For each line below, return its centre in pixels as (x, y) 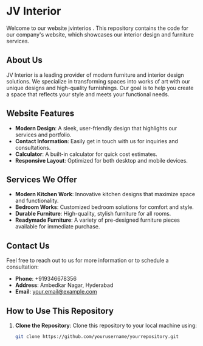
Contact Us (28, 246)
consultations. (33, 147)
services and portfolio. (43, 135)
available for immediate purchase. (57, 227)
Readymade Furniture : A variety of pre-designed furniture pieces (98, 220)
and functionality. (37, 201)
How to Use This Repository (60, 311)
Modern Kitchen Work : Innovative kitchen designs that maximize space (105, 194)
